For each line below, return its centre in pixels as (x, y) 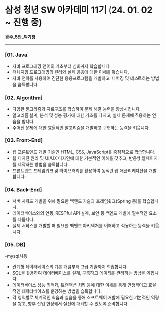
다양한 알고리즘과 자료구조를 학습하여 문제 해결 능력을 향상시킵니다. (76, 109)
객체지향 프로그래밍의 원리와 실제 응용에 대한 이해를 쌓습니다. (70, 72)
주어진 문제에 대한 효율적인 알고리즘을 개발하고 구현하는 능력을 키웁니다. (81, 127)
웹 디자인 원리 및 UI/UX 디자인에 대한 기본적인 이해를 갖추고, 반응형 (76, 158)
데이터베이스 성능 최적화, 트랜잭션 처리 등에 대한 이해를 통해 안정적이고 (80, 285)
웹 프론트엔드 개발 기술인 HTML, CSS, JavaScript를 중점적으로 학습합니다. (84, 152)
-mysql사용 (16, 256)
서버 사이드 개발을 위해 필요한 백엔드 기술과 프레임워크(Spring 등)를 (77, 201)
